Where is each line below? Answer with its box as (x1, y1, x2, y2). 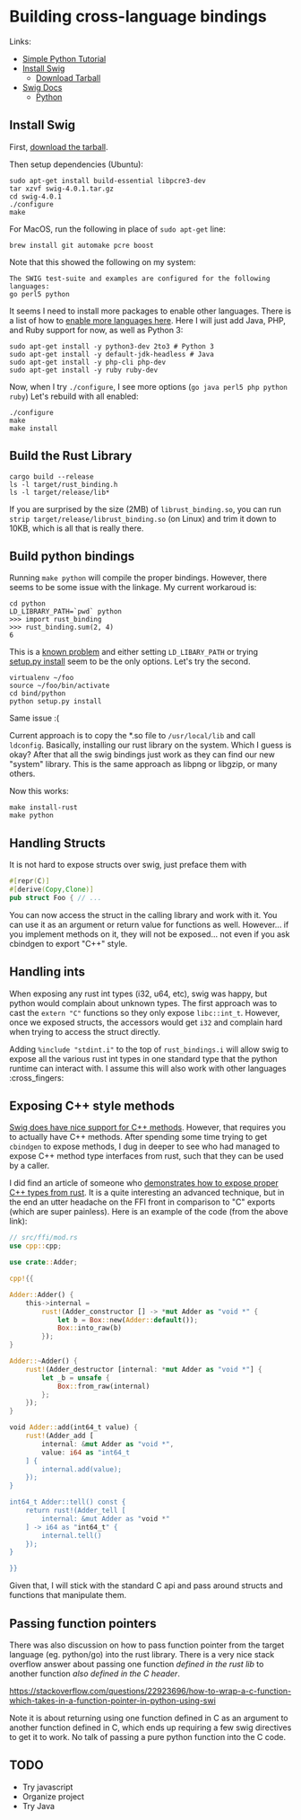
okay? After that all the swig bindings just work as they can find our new (9, 749, 275, 760)
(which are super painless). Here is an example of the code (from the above (9, 1206, 288, 1217)
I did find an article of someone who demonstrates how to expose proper (9, 1178, 279, 1188)
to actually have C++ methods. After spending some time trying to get (9, 1132, 267, 1143)
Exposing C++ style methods (9, 1099, 175, 1114)
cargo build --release (9, 472, 94, 482)
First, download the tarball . (9, 141, 108, 152)
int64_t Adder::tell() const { (9, 1498, 126, 1506)
